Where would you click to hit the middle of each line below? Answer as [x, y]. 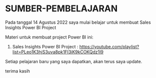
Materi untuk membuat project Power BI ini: [49, 37]
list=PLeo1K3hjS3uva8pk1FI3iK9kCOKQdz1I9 [58, 52]
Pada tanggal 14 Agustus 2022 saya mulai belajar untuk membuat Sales [78, 22]
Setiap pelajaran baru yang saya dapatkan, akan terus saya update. [74, 61]
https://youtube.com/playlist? [109, 46]
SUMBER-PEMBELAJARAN [61, 9]
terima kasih [18, 71]
